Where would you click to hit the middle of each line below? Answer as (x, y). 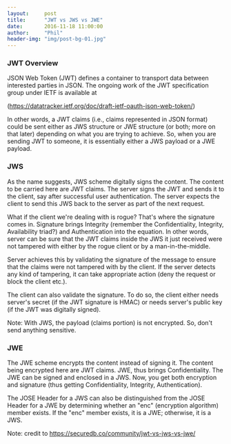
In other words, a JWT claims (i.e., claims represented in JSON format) (108, 119)
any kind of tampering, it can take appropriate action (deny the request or (111, 274)
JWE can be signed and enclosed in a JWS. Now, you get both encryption (112, 378)
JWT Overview (33, 63)
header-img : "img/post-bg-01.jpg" (57, 39)
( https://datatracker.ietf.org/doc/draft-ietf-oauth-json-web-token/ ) (101, 106)
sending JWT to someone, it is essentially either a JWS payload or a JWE (111, 141)
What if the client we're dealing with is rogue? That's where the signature (111, 217)
